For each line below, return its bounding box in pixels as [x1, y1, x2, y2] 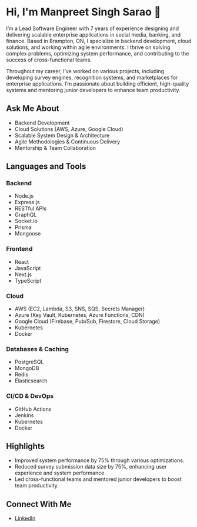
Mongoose [14, 230, 41, 237]
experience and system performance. [14, 469, 106, 477]
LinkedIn [14, 515, 36, 522]
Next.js [14, 271, 32, 278]
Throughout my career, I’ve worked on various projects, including [6, 67, 165, 74]
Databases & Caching [6, 345, 69, 353]
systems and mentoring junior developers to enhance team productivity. [6, 86, 181, 93]
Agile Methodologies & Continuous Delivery [14, 138, 121, 145]
